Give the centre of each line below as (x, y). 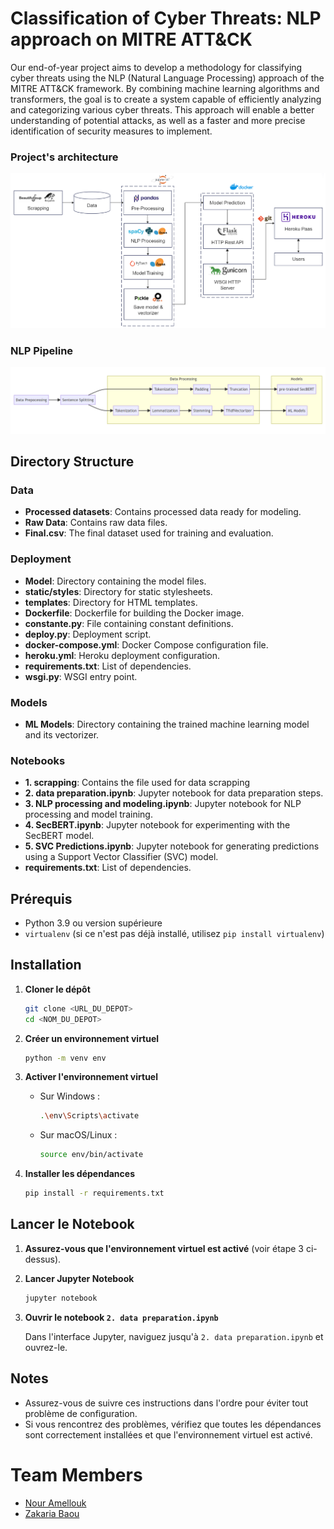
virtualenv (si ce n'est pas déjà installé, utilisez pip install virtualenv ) (174, 934)
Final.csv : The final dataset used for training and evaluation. (149, 533)
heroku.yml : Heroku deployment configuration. (122, 655)
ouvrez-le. (46, 1347)
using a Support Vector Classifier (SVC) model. (121, 857)
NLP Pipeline (42, 350)
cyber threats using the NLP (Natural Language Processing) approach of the (167, 78)
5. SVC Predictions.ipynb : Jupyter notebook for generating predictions (172, 846)
